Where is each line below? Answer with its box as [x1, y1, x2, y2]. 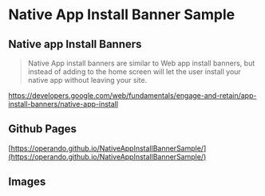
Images [8, 175, 46, 189]
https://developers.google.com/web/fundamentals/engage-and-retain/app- [8, 91, 257, 100]
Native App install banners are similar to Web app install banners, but [27, 58, 255, 68]
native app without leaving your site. [27, 76, 148, 84]
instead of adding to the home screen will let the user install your [27, 67, 241, 76]
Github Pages [8, 122, 77, 136]
